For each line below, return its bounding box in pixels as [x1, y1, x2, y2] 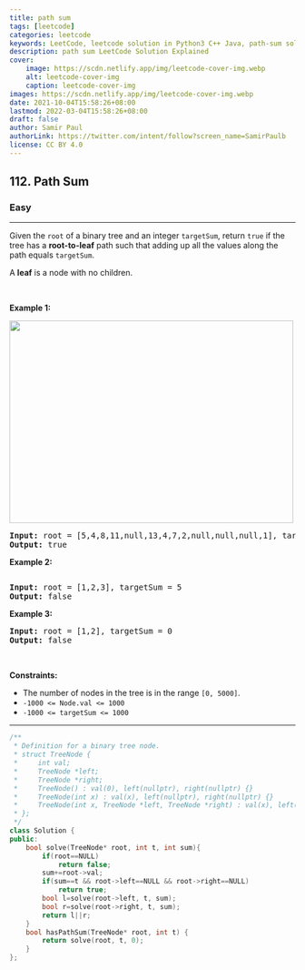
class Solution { [9, 826, 75, 835]
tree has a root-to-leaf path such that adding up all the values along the [9, 240, 279, 251]
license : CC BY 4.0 [9, 140, 84, 149]
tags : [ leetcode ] [9, 22, 75, 31]
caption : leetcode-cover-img [25, 81, 136, 90]
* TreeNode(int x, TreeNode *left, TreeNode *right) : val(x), [13, 801, 274, 810]
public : [9, 834, 39, 844]
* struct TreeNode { [13, 750, 92, 760]
